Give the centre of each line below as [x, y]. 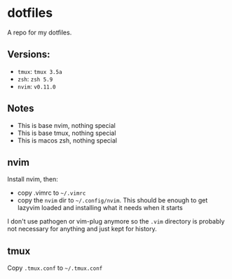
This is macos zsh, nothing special [67, 140]
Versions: [29, 54]
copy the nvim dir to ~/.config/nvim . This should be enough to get [112, 200]
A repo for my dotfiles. [40, 32]
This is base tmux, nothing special [67, 133]
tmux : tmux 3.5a [40, 71]
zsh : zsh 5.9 [35, 79]
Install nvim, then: [33, 179]
